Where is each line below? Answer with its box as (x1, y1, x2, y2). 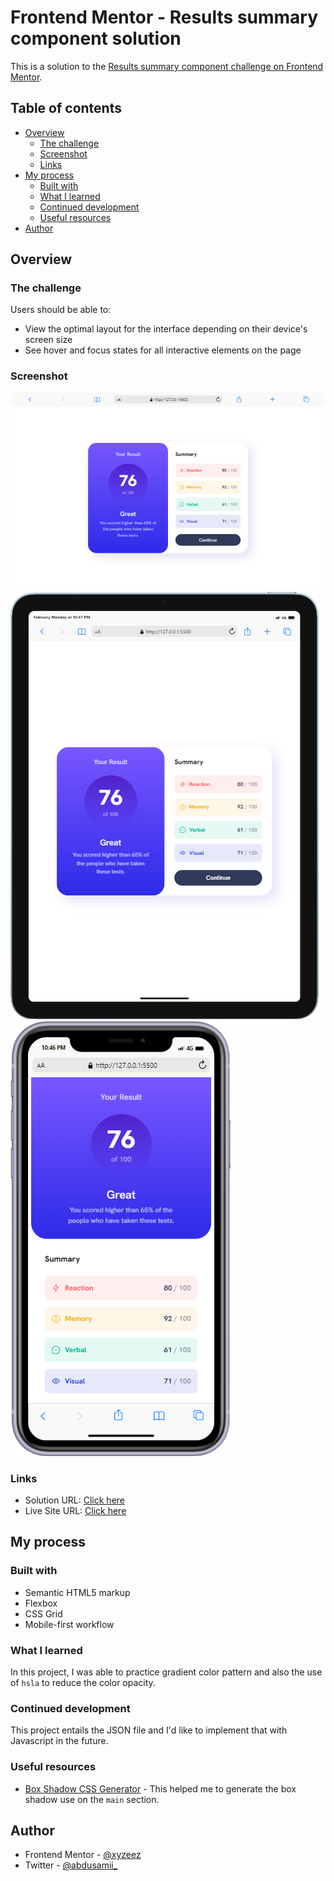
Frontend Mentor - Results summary (10, 6, 319, 29)
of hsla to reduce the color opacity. (10, 1677, 156, 1689)
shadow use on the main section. (24, 1793, 160, 1805)
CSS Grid (24, 1607, 63, 1620)
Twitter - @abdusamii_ (24, 1859, 118, 1871)
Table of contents (10, 100, 122, 117)
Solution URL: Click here (24, 1494, 126, 1506)
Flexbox (24, 1597, 58, 1609)
